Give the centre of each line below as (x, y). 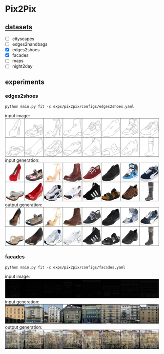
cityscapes (23, 39)
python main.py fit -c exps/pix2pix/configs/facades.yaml (65, 268)
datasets (19, 27)
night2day (22, 66)
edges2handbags (30, 44)
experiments (25, 82)
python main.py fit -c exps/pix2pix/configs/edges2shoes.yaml (70, 107)
